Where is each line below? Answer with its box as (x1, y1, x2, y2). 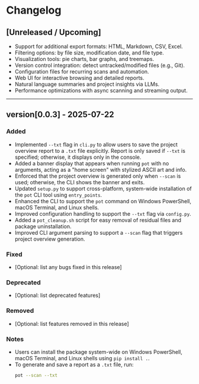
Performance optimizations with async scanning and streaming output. (14, 87, 188, 94)
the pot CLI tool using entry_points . (14, 191, 102, 199)
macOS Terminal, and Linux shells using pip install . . (14, 354, 150, 361)
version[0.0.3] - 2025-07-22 (6, 110, 114, 120)
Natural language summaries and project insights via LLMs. (14, 81, 160, 88)
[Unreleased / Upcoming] (6, 27, 102, 37)
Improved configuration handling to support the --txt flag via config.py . (14, 210, 191, 217)
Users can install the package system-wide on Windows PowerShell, (14, 348, 182, 356)
